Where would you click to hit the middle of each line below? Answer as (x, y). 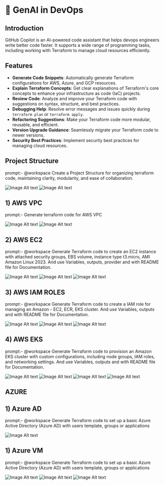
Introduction (24, 28)
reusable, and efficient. (35, 124)
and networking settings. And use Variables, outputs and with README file (80, 362)
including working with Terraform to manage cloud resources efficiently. (78, 50)
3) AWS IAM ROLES (35, 292)
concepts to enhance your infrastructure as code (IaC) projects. (76, 93)
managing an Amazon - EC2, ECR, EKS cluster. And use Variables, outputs (80, 310)
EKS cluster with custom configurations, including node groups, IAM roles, (80, 356)
